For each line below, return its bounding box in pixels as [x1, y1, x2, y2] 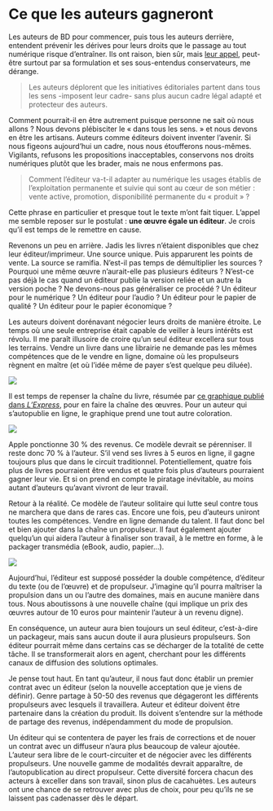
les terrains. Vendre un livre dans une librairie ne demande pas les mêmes [8, 343, 258, 353]
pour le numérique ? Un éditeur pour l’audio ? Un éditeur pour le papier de [8, 292, 257, 302]
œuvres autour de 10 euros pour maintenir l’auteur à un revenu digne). [8, 607, 244, 617]
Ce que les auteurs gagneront [8, 5, 214, 24]
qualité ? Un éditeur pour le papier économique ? [8, 300, 173, 310]
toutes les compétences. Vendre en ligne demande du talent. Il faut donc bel [8, 515, 265, 525]
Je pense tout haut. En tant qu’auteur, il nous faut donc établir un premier [8, 673, 254, 683]
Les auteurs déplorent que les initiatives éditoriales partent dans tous [28, 82, 261, 92]
